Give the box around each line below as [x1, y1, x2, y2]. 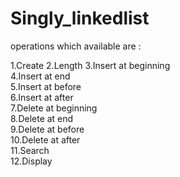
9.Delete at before [10, 123, 85, 135]
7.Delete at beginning [10, 102, 98, 114]
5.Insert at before [10, 80, 82, 92]
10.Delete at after [10, 133, 81, 146]
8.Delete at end [10, 112, 74, 124]
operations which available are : [10, 40, 142, 52]
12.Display [10, 155, 53, 167]
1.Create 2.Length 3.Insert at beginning [10, 59, 171, 71]
